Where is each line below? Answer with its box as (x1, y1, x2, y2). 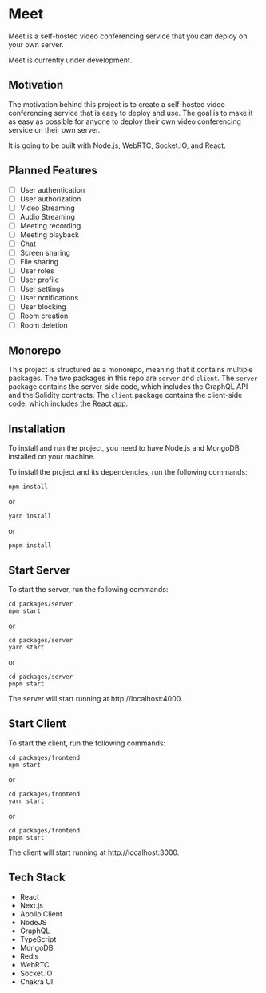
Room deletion (19, 320, 68, 330)
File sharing (19, 257, 59, 267)
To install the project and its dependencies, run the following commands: (8, 467, 248, 477)
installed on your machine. (8, 452, 96, 462)
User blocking (19, 302, 66, 312)
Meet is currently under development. (8, 55, 133, 65)
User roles (19, 266, 54, 276)
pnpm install (8, 542, 52, 550)
